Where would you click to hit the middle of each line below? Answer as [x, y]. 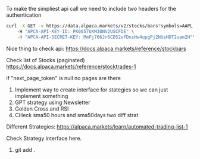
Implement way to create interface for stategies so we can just [91, 90]
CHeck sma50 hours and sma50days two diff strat [76, 115]
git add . [25, 149]
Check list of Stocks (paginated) [46, 60]
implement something [41, 96]
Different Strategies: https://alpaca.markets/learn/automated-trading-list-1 [97, 126]
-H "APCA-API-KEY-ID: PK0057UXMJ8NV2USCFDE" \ [76, 31]
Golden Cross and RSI [42, 108]
